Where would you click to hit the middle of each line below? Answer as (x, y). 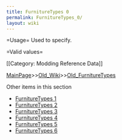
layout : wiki (23, 23)
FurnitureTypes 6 (36, 131)
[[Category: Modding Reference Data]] (55, 63)
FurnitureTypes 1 (36, 99)
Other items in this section (39, 87)
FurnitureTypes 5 (36, 124)
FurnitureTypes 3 (36, 112)
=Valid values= (25, 52)
